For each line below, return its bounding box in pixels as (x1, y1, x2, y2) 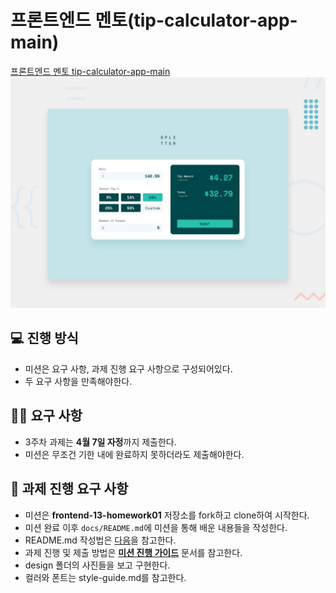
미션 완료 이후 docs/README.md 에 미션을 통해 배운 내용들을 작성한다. (24, 521, 288, 533)
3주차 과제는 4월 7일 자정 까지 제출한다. (24, 436, 177, 448)
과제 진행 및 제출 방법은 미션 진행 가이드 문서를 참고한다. (24, 546, 243, 558)
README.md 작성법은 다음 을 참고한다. (24, 534, 177, 546)
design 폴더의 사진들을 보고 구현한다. (24, 559, 171, 571)
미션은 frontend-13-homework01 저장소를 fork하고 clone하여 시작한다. (24, 509, 310, 521)
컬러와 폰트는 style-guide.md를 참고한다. (24, 571, 187, 583)
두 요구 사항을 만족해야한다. (24, 375, 133, 387)
